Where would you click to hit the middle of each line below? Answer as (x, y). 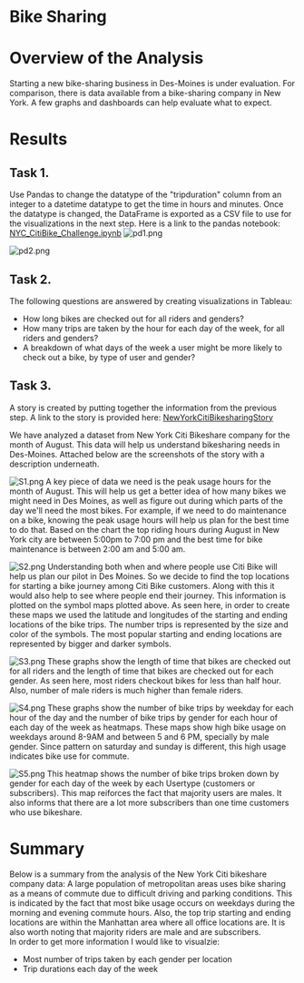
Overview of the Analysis (107, 59)
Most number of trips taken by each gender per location (127, 958)
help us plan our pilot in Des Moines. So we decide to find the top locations (150, 576)
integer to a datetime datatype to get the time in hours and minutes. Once (147, 204)
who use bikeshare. (46, 812)
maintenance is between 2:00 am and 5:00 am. (98, 549)
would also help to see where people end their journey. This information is (148, 595)
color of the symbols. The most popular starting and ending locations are (146, 634)
